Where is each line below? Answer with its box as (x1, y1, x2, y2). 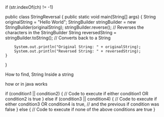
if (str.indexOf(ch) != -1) (5, 4, 54, 10)
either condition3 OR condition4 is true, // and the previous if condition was (5, 101, 160, 107)
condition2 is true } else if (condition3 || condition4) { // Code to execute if (5, 96, 158, 102)
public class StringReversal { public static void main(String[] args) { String (5, 14, 156, 19)
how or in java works (5, 81, 48, 87)
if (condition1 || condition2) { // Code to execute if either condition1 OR (5, 91, 149, 96)
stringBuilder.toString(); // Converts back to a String (5, 35, 111, 41)
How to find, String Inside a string (5, 71, 74, 77)
